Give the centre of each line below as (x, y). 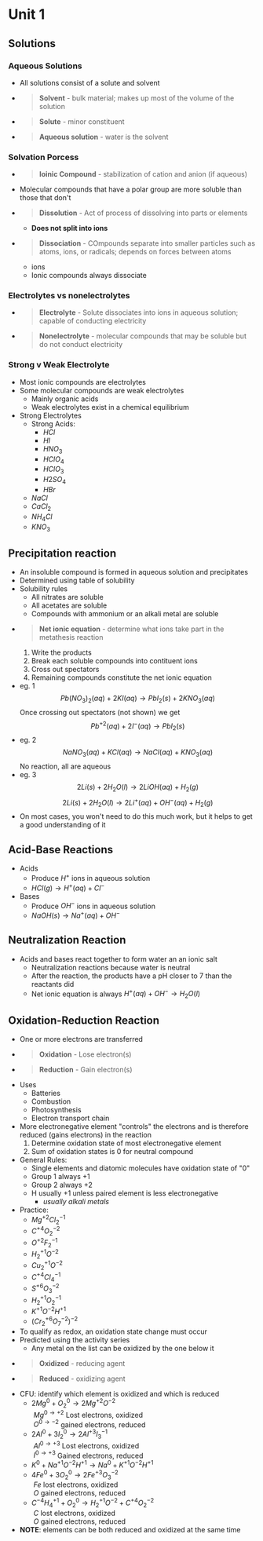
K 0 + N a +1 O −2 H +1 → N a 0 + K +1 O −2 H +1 (92, 1464)
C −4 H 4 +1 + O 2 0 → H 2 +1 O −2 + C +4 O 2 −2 (93, 1503)
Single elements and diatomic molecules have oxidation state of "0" (141, 1168)
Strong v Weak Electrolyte (59, 365)
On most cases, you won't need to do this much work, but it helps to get (136, 816)
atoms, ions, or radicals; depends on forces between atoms (135, 252)
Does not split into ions (69, 228)
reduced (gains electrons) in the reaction (85, 1134)
